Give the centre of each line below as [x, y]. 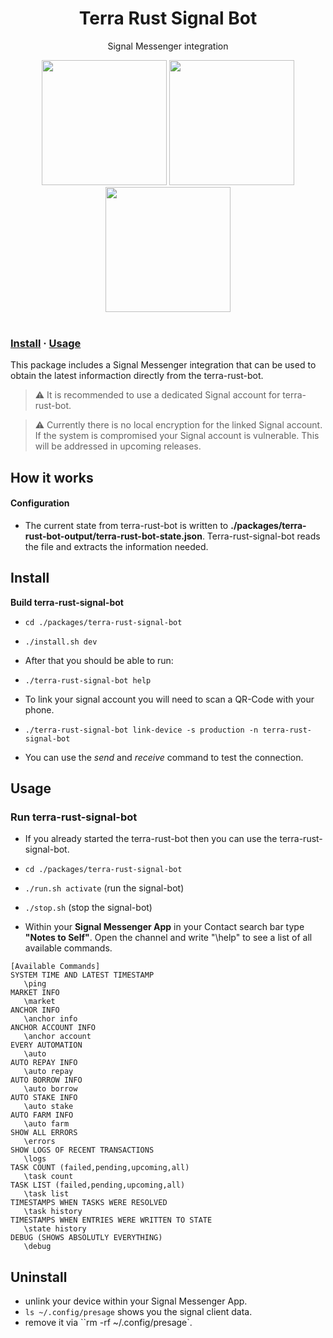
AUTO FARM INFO [42, 1115]
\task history [53, 1212]
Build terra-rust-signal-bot [67, 602]
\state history [55, 1229]
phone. [39, 709]
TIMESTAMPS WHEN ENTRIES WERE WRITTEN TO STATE [111, 1220]
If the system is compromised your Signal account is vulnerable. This [177, 436]
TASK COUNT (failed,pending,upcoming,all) [100, 1168]
